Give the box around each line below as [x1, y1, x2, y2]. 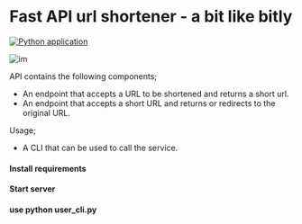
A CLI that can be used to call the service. [22, 142, 178, 153]
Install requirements [9, 163, 87, 174]
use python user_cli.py [9, 204, 97, 215]
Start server [9, 184, 56, 194]
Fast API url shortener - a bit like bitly [9, 6, 293, 27]
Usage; [9, 124, 36, 136]
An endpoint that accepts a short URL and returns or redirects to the [22, 97, 276, 109]
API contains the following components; [9, 70, 158, 82]
